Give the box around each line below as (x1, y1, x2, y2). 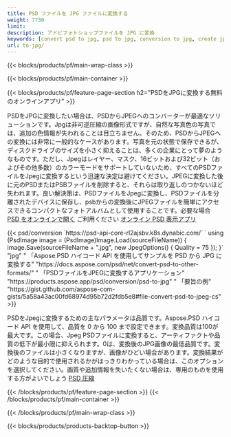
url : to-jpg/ (7, 42, 45, 49)
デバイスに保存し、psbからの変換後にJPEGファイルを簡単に (30, 198, 201, 206)
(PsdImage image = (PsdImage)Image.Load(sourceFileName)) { (7, 236, 187, 244)
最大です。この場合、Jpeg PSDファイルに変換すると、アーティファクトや (7, 331, 214, 339)
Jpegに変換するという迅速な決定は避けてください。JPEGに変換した (25, 172, 218, 180)
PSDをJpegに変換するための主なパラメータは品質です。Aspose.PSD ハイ (7, 314, 214, 322)
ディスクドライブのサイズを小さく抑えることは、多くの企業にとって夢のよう (7, 146, 223, 154)
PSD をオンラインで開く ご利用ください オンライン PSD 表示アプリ (7, 215, 197, 223)
